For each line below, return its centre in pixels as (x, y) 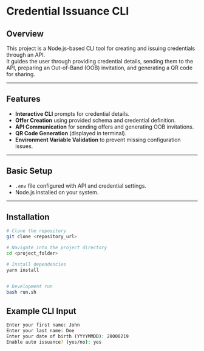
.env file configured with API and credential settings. (81, 186)
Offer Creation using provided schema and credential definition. (95, 120)
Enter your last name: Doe (40, 331)
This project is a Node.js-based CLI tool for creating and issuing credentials (101, 48)
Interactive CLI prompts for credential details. (72, 113)
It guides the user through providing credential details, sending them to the (100, 61)
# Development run (29, 286)
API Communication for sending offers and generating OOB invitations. (104, 127)
